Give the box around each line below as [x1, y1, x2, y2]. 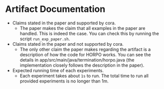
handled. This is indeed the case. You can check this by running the [19, 30, 160, 36]
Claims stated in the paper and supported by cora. [12, 20, 116, 26]
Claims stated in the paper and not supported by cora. [12, 41, 124, 47]
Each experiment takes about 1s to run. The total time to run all [19, 73, 149, 79]
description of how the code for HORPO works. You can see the [19, 51, 151, 58]
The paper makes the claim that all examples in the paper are [19, 25, 146, 31]
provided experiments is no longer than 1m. [19, 78, 109, 84]
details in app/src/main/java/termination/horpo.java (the [19, 57, 135, 63]
